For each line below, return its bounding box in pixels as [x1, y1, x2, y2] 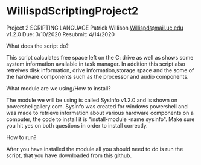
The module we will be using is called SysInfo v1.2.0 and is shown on [6, 96, 178, 104]
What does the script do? [6, 42, 69, 49]
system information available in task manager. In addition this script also [6, 60, 185, 67]
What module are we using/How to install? [6, 84, 111, 92]
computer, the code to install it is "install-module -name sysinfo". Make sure [6, 116, 195, 123]
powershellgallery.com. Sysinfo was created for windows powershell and [6, 102, 188, 110]
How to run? [6, 134, 37, 141]
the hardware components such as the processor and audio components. [6, 73, 189, 80]
